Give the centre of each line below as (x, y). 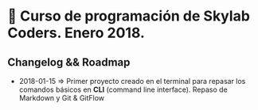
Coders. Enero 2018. (76, 33)
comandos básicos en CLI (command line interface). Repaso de (123, 89)
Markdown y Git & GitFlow (62, 98)
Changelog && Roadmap (69, 62)
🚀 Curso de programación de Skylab (129, 16)
